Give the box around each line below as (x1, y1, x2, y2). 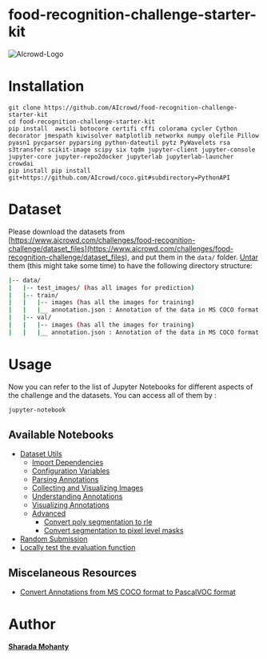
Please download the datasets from (8, 227, 126, 236)
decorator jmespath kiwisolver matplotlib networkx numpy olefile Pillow (8, 131, 260, 139)
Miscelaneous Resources (8, 566, 137, 580)
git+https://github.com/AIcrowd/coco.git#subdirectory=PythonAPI (8, 174, 230, 182)
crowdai (8, 159, 34, 167)
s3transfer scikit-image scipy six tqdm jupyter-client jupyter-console (8, 146, 256, 154)
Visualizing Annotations (31, 500, 110, 510)
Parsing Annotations (31, 475, 99, 484)
